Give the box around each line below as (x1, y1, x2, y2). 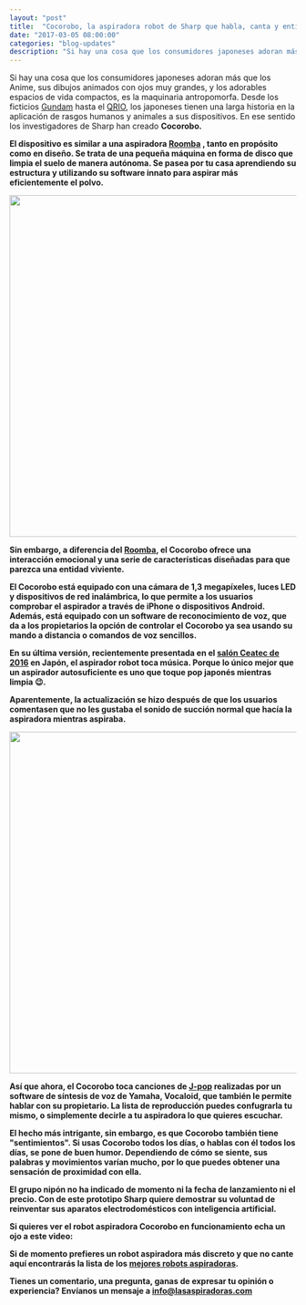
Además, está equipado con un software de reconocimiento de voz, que (9, 611, 287, 622)
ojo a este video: (9, 1231, 74, 1242)
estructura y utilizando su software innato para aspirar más (9, 168, 239, 179)
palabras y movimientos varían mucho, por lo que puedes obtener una (9, 1156, 280, 1167)
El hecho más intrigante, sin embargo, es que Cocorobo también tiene (9, 1127, 280, 1139)
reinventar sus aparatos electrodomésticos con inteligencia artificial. (9, 1204, 277, 1215)
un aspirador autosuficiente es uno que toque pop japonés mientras (9, 667, 271, 678)
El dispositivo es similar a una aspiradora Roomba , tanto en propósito (9, 139, 279, 149)
